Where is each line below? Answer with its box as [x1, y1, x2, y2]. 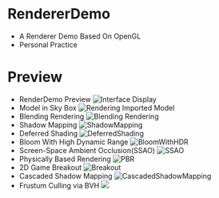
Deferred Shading [18, 128, 78, 138]
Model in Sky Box [18, 103, 77, 112]
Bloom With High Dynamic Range [18, 137, 129, 147]
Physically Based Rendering [18, 154, 111, 164]
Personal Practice [18, 39, 78, 49]
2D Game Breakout [18, 162, 82, 172]
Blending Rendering [18, 111, 85, 121]
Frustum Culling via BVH [18, 180, 100, 190]
